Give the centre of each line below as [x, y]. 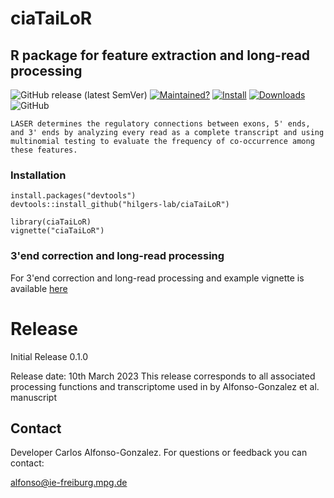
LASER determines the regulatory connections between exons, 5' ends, [160, 124]
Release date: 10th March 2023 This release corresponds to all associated [163, 376]
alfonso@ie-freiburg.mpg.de [69, 483]
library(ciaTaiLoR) [51, 222]
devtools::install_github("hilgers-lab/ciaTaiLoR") [120, 205]
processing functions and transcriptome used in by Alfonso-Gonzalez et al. [165, 386]
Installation [38, 175]
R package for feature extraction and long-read [160, 55]
